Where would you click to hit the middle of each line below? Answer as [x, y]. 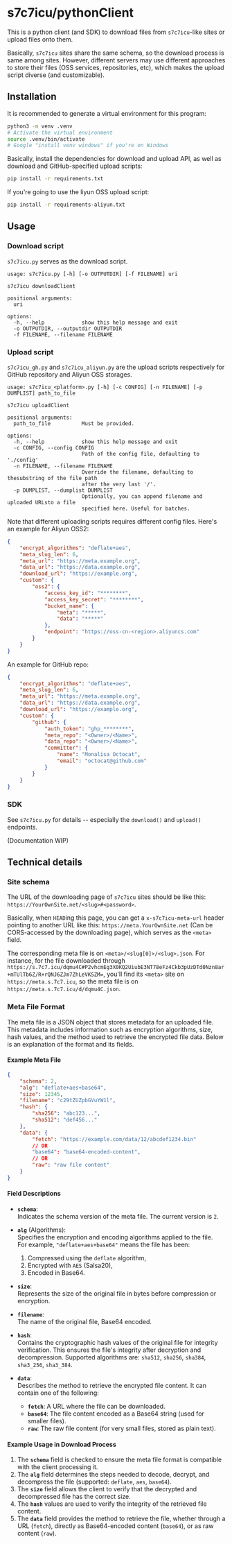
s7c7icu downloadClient [42, 286]
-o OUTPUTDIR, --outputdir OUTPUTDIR [68, 328]
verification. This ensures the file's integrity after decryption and [109, 1350]
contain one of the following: [58, 1393]
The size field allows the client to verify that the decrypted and [107, 1489]
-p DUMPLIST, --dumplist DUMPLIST [63, 490]
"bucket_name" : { [69, 606]
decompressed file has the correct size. [74, 1497]
